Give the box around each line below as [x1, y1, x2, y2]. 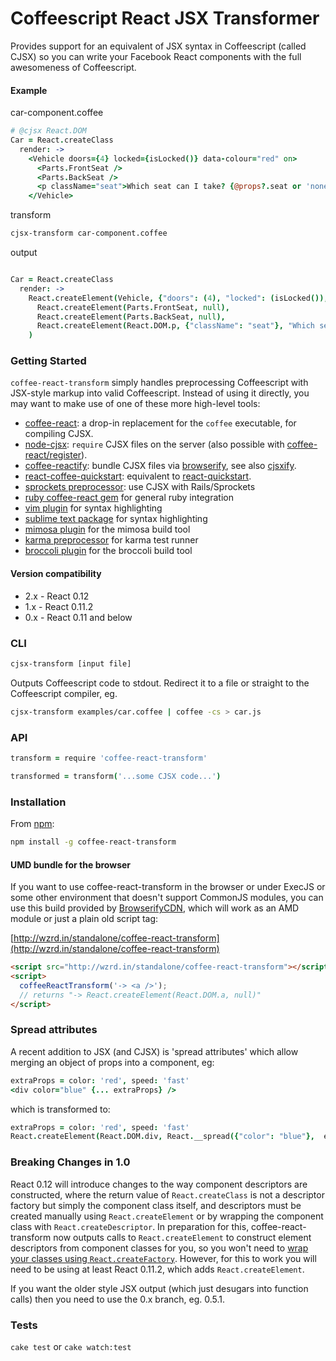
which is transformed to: [10, 1103, 111, 1115]
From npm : [10, 818, 55, 830]
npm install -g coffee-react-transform [10, 837, 177, 847]
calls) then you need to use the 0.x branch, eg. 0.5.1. [10, 1293, 226, 1305]
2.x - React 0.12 [24, 590, 90, 602]
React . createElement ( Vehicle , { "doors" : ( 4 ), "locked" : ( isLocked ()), [28, 293, 329, 303]
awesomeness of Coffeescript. [10, 61, 137, 73]
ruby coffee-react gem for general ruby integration [24, 492, 234, 504]
